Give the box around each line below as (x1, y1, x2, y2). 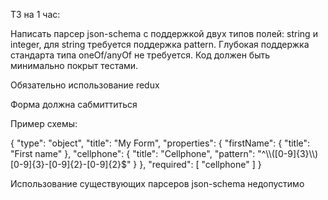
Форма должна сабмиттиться (10, 99, 138, 110)
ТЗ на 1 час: (10, 9, 61, 20)
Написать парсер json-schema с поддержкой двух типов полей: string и (10, 28, 318, 39)
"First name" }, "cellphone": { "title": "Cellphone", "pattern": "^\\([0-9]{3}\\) (10, 148, 319, 159)
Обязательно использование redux (10, 79, 160, 91)
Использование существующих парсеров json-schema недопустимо (10, 178, 305, 189)
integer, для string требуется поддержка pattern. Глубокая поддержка (10, 39, 310, 50)
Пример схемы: (10, 118, 78, 129)
